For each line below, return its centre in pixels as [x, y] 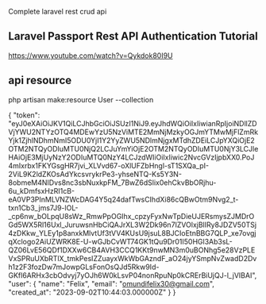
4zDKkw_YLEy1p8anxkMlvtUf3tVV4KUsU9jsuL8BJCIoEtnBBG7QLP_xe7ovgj [132, 233]
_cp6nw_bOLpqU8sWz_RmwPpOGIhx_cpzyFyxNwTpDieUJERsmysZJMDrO [131, 216]
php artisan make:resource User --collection [81, 99]
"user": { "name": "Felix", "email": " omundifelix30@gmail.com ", [111, 283]
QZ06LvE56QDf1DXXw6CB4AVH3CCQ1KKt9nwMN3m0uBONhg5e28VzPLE [132, 250]
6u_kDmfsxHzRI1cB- [42, 190]
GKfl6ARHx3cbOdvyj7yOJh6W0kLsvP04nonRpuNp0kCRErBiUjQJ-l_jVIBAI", [133, 275]
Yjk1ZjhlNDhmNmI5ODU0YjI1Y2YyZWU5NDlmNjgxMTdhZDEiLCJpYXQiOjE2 [132, 140]
